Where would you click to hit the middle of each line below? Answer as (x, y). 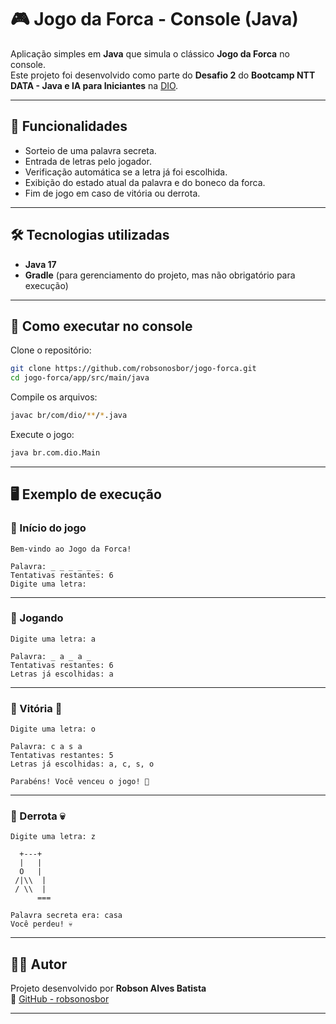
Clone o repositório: (51, 350)
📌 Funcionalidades (69, 126)
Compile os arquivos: (54, 397)
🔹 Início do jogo (48, 528)
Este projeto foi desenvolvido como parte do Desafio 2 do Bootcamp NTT (163, 75)
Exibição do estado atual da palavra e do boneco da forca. (145, 182)
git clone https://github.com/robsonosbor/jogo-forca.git (133, 369)
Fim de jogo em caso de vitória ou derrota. (112, 193)
